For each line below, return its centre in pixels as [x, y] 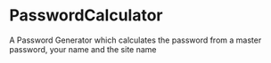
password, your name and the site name [83, 49]
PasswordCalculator [86, 16]
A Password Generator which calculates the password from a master [135, 40]
